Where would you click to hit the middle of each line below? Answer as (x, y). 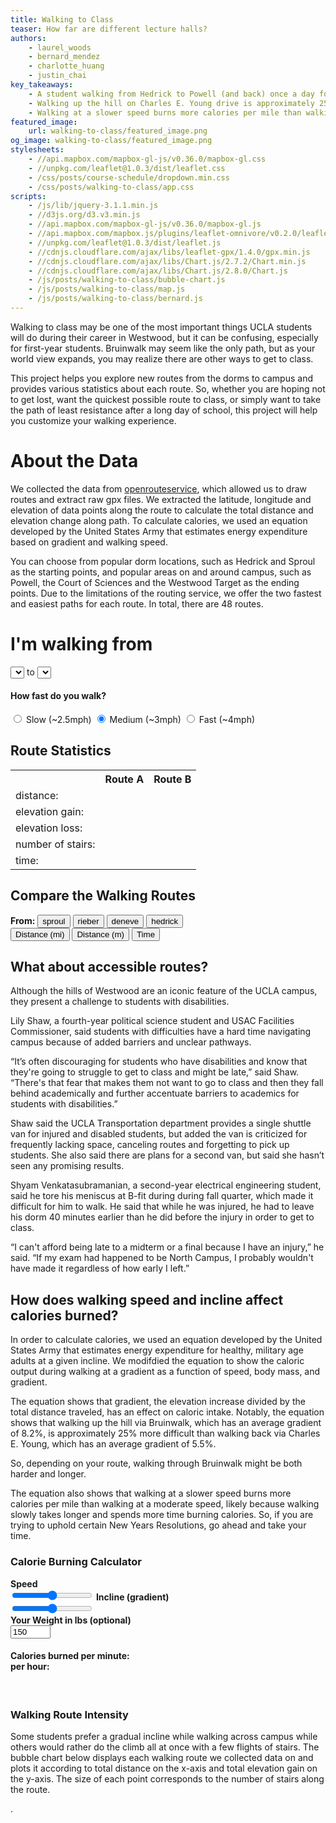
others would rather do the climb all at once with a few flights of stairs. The (165, 1747)
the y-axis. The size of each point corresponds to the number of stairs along (167, 1779)
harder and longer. (48, 1474)
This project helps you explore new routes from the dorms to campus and (161, 378)
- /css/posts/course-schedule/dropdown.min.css (129, 177)
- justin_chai (57, 76)
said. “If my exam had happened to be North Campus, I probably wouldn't (162, 1258)
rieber (88, 921)
